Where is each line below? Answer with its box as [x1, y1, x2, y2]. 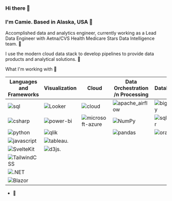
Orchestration [114, 84, 148, 92]
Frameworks [8, 91, 39, 98]
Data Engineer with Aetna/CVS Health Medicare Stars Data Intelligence [5, 35, 155, 41]
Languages [9, 78, 37, 85]
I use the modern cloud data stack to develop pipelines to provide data [5, 51, 155, 57]
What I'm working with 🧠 [5, 66, 57, 72]
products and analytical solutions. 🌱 [5, 56, 81, 62]
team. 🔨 [5, 41, 22, 47]
